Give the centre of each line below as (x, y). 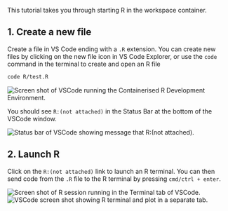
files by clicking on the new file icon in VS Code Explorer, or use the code (112, 56)
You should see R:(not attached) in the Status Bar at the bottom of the (110, 111)
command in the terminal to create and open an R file (84, 64)
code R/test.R (28, 76)
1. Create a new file (49, 32)
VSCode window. (32, 118)
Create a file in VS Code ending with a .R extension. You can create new (112, 49)
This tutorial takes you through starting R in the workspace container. (107, 10)
